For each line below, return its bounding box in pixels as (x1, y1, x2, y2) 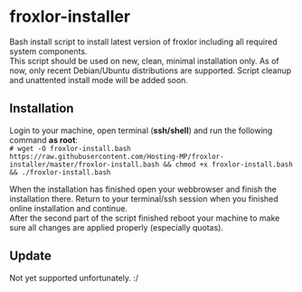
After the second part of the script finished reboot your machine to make (9, 212, 280, 223)
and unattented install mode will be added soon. (9, 74, 188, 85)
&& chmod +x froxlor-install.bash (163, 160, 294, 169)
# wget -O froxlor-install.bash (9, 144, 131, 153)
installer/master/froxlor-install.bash (9, 160, 160, 169)
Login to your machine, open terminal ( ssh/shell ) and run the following (9, 125, 273, 136)
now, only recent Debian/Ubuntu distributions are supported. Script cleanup (9, 65, 292, 76)
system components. (9, 45, 88, 56)
